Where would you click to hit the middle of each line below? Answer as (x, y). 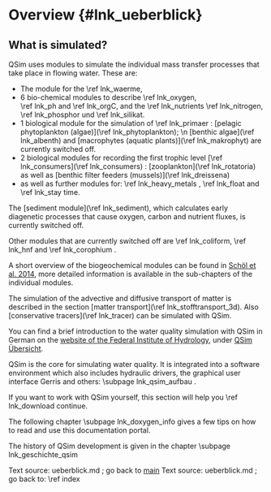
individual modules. (41, 283)
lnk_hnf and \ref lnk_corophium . (62, 250)
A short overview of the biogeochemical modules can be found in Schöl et (132, 265)
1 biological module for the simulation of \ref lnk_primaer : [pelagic (131, 123)
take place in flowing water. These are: (73, 73)
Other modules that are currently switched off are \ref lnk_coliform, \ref (127, 241)
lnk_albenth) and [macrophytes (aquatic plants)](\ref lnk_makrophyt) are (141, 140)
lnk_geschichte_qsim (43, 455)
